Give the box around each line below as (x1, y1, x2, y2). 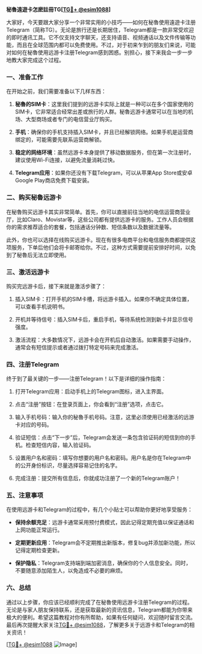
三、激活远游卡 (6, 268, 50, 276)
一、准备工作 (6, 72, 44, 81)
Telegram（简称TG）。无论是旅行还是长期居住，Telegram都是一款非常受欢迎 (6, 27, 194, 33)
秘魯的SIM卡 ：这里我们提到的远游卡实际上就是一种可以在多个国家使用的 (14, 101, 194, 108)
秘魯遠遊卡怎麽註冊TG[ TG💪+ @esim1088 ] (6, 6, 111, 13)
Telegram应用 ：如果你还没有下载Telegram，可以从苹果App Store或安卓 (14, 169, 193, 177)
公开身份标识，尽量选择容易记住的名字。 (20, 462, 121, 469)
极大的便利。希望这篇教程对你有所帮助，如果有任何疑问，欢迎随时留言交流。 (6, 614, 196, 621)
